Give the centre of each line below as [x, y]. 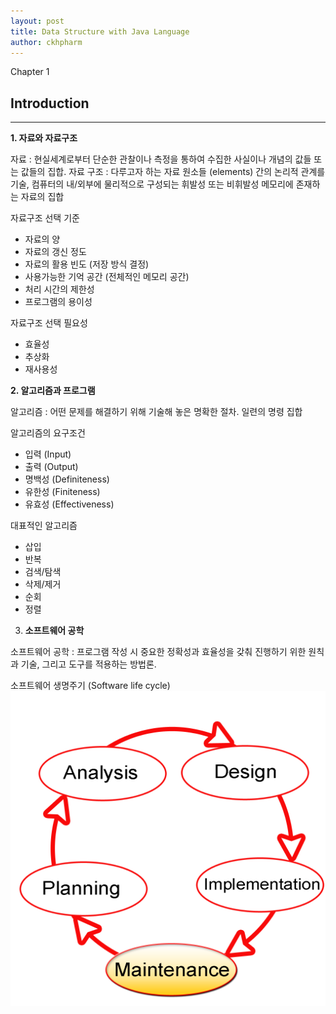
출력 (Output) [51, 467]
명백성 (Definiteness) [67, 479]
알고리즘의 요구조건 [48, 433]
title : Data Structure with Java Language [100, 31]
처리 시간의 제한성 [59, 289]
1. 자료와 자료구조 [44, 138]
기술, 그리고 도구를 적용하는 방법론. [88, 664]
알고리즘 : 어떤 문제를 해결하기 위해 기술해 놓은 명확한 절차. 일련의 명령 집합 [156, 412]
